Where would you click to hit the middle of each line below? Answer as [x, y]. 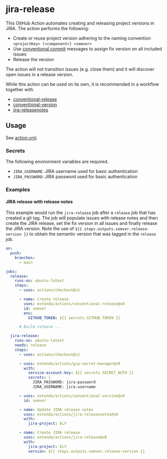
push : [16, 253]
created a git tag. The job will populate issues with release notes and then [82, 218]
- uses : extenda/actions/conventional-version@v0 [72, 396]
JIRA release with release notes [39, 201]
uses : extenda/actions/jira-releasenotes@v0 [71, 414]
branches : [25, 258]
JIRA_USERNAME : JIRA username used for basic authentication [75, 171]
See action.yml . [22, 138]
